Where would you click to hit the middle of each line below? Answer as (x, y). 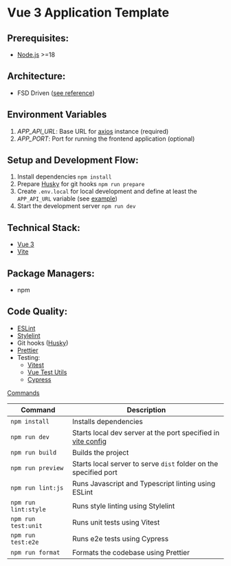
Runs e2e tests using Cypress (120, 538)
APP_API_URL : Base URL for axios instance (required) (93, 131)
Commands (23, 393)
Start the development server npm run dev (76, 206)
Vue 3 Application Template (88, 13)
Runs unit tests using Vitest (116, 522)
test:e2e (25, 542)
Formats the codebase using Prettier (131, 552)
